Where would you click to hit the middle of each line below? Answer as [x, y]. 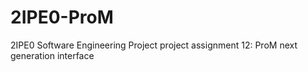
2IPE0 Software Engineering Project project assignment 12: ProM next [154, 45]
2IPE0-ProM [62, 17]
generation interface [52, 55]
